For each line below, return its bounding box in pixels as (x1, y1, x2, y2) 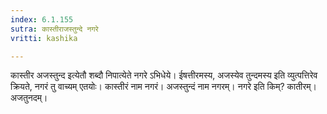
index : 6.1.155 (10, 14, 74, 25)
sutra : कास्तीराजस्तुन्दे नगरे (10, 24, 99, 34)
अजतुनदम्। (10, 92, 48, 104)
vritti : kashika (10, 33, 78, 43)
